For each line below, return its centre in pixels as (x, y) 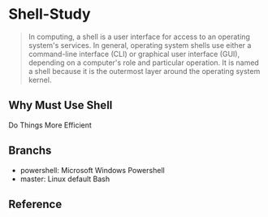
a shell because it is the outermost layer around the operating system (144, 71)
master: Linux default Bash (65, 179)
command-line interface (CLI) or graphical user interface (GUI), (134, 54)
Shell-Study (50, 14)
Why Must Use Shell (61, 105)
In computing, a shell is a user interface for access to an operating (139, 37)
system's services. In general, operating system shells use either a (140, 45)
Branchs (30, 151)
